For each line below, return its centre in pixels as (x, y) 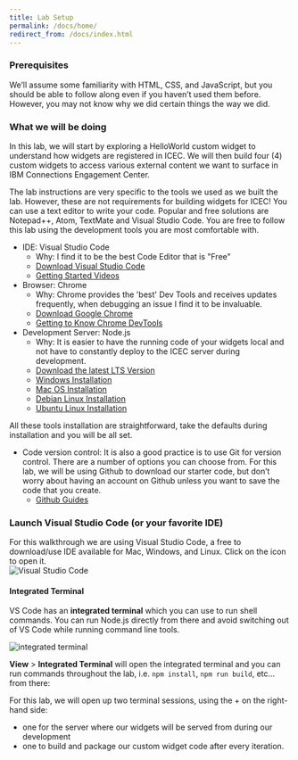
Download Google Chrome (84, 313)
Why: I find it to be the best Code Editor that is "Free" (133, 256)
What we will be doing (58, 127)
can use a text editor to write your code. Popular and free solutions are (139, 211)
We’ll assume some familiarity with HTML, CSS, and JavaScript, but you (141, 85)
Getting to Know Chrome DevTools (99, 323)
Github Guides (62, 500)
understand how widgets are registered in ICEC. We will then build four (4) (146, 155)
